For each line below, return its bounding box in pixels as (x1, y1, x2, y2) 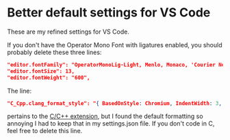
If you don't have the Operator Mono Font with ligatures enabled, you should (7, 40, 222, 49)
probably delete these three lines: (7, 48, 102, 56)
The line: (7, 86, 32, 95)
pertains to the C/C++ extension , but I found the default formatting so (7, 112, 203, 121)
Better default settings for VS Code (7, 5, 211, 21)
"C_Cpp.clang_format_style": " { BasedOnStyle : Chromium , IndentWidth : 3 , (7, 100, 222, 107)
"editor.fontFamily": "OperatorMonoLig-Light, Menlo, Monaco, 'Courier (7, 61, 216, 68)
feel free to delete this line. (7, 127, 83, 135)
